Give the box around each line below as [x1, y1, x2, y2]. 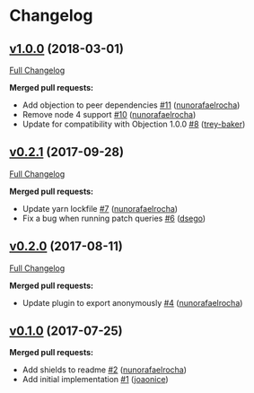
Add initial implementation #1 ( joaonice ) [22, 374, 169, 385]
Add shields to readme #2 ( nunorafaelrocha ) [22, 364, 187, 375]
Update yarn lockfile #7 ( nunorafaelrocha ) [22, 203, 178, 214]
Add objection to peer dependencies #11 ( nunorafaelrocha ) [22, 100, 241, 110]
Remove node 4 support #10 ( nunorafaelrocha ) [22, 109, 197, 119]
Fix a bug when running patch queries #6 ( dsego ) [22, 213, 206, 223]
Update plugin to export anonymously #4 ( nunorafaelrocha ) [22, 297, 243, 308]
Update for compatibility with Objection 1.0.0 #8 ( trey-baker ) [22, 118, 246, 129]
